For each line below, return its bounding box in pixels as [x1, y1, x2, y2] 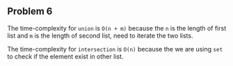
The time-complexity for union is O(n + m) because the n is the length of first [7, 24, 227, 32]
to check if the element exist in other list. [7, 52, 124, 60]
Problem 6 [7, 6, 53, 17]
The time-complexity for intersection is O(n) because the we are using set [7, 44, 223, 53]
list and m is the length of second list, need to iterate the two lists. [7, 31, 193, 40]
